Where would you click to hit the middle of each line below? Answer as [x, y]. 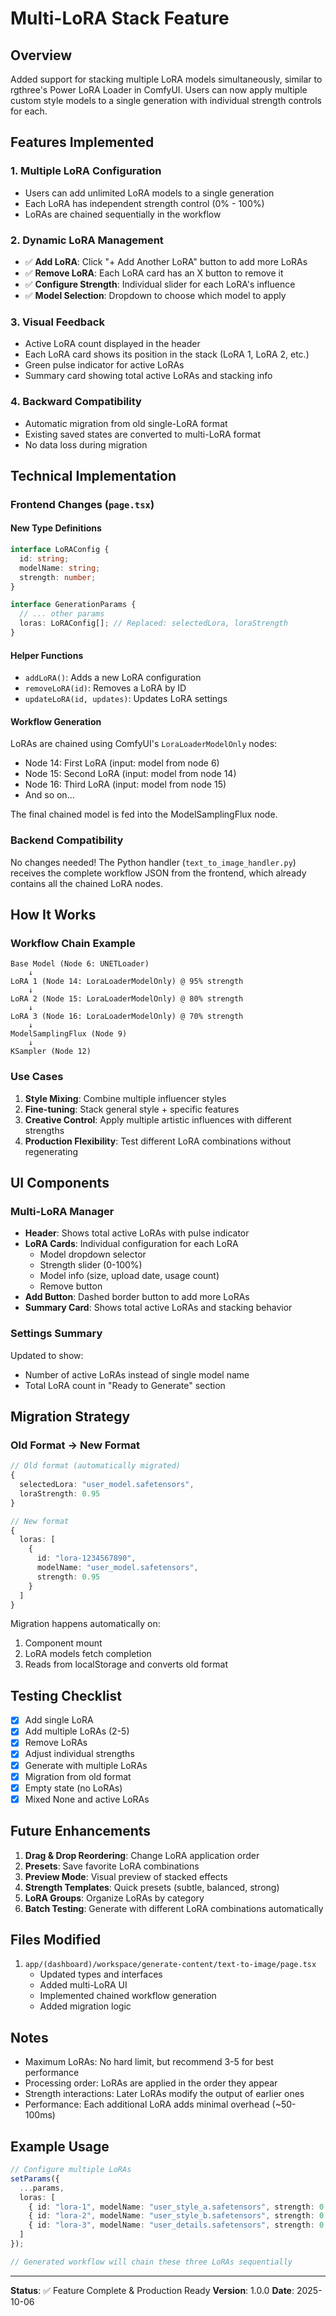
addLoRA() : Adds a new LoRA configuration [113, 678]
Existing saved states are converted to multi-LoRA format [142, 434]
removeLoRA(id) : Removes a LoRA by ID [105, 688]
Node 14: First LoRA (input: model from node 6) [122, 763]
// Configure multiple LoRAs [71, 2170]
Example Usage [60, 2146]
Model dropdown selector [93, 1254]
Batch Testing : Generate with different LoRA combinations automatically [174, 1908]
